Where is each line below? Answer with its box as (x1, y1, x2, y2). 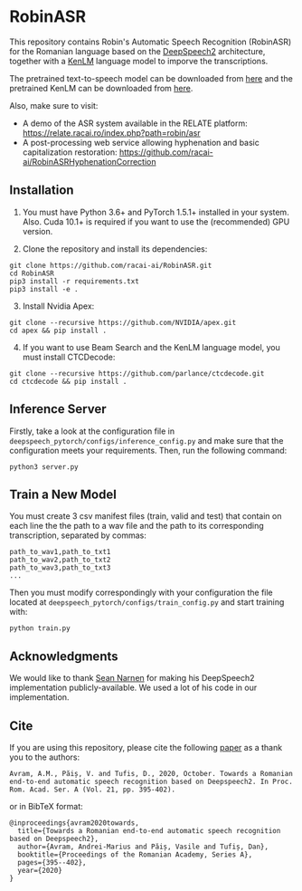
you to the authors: (9, 752, 80, 762)
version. (22, 225, 53, 236)
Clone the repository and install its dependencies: (22, 243, 208, 254)
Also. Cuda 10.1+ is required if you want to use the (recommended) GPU (22, 216, 290, 227)
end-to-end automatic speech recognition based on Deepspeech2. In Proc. (9, 777, 294, 786)
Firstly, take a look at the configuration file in (9, 426, 175, 436)
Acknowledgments (9, 648, 119, 664)
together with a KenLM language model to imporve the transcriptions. (9, 55, 269, 66)
